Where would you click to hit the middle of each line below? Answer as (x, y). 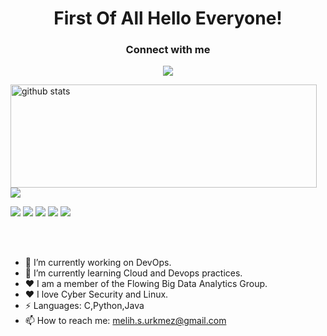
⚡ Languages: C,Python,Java (84, 306)
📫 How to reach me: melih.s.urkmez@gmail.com (125, 321)
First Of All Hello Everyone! (168, 18)
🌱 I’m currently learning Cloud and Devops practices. (133, 273)
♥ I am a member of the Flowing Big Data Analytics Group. (146, 284)
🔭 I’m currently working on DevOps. (98, 263)
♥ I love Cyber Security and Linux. (96, 294)
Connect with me (168, 50)
